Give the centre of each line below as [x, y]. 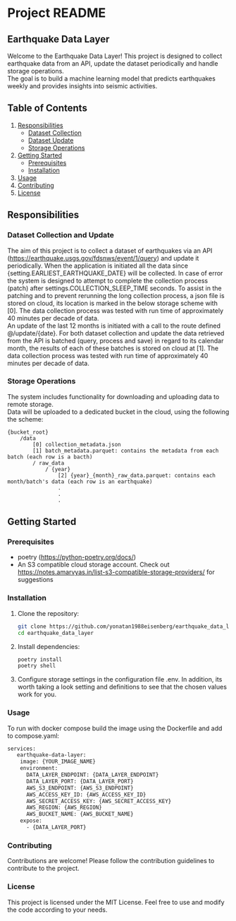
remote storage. [31, 404]
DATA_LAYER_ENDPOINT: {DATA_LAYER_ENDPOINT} [92, 775]
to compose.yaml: [33, 735]
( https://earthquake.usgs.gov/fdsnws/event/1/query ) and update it [103, 258]
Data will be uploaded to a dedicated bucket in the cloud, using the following [118, 412]
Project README [57, 13]
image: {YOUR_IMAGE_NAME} [58, 762]
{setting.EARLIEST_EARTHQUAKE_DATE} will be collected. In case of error [115, 273]
